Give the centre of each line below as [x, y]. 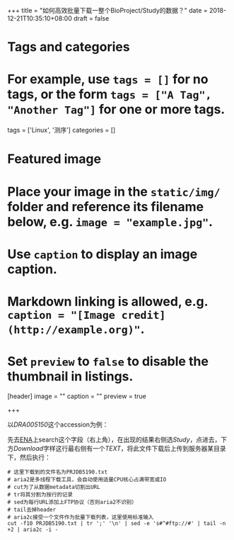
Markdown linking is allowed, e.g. [108, 302]
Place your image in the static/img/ [114, 192]
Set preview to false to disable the [108, 362]
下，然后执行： [29, 457]
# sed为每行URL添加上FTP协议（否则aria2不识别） [72, 502]
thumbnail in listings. [70, 377]
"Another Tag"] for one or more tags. [116, 109]
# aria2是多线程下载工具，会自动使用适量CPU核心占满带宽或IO [87, 479]
